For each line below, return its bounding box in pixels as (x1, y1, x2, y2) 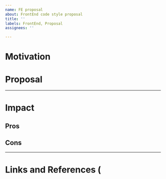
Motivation (5, 51, 51, 62)
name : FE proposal (5, 7, 43, 12)
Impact (5, 102, 35, 113)
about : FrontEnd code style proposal (5, 12, 83, 17)
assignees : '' (5, 26, 35, 31)
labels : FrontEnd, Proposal (5, 21, 63, 26)
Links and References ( (5, 164, 101, 175)
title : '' (5, 16, 26, 21)
